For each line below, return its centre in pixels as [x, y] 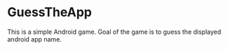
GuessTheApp [50, 12]
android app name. [34, 39]
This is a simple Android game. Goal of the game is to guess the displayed [114, 32]
